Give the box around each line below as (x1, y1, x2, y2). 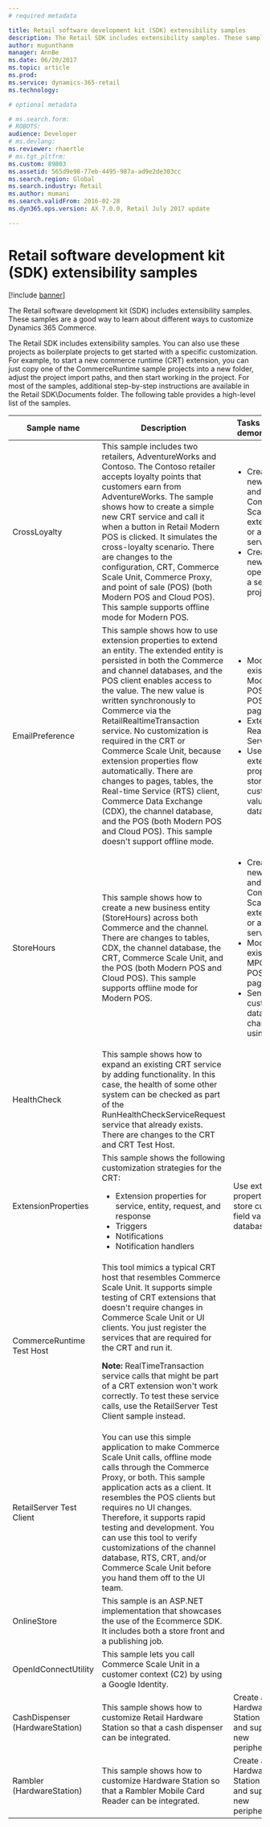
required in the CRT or (101, 735, 186, 746)
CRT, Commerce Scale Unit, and (101, 952, 223, 963)
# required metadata (8, 11, 78, 20)
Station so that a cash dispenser (101, 1722, 223, 1733)
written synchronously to (101, 694, 196, 706)
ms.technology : (8, 86, 59, 94)
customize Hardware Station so (101, 1775, 220, 1786)
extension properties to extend (101, 634, 219, 645)
